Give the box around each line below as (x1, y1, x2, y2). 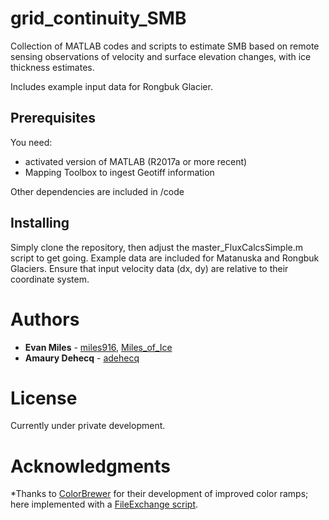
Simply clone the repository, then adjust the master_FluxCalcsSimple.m (10, 241, 304, 253)
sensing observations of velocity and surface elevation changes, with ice (10, 50, 312, 62)
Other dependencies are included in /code (10, 185, 185, 197)
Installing (10, 215, 70, 232)
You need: (10, 136, 53, 148)
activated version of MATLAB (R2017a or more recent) (24, 155, 248, 167)
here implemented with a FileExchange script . (10, 498, 199, 511)
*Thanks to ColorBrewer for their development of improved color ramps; (10, 488, 309, 500)
